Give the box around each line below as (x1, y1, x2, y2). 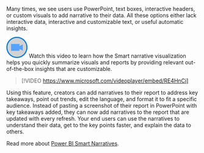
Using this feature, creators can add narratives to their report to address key (6, 89, 199, 96)
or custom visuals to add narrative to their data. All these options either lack (6, 12, 197, 19)
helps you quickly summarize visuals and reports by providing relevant (6, 59, 184, 66)
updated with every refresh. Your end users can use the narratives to (6, 115, 180, 122)
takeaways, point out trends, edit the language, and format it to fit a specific (6, 95, 197, 103)
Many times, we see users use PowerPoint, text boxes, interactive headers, (6, 6, 195, 12)
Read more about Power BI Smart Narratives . (6, 140, 119, 147)
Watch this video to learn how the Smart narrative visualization (28, 52, 186, 59)
